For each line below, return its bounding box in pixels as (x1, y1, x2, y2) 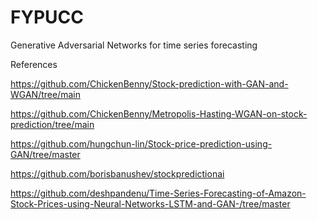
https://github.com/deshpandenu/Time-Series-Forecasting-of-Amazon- (10, 187, 307, 199)
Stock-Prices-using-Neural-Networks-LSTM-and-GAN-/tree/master (10, 197, 291, 210)
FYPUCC (10, 6, 84, 29)
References (10, 58, 58, 70)
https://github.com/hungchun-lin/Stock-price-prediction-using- (10, 137, 273, 150)
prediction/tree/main (10, 118, 95, 130)
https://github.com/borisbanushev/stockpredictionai (10, 167, 225, 180)
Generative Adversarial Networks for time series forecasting (10, 39, 258, 51)
